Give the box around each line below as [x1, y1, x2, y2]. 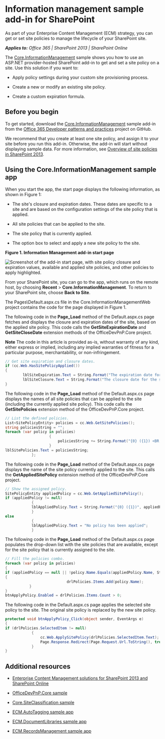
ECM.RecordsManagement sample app [12, 728, 92, 734]
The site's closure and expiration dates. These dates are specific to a [12, 201, 152, 207]
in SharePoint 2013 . [5, 151, 44, 157]
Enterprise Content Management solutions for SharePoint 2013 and [12, 675, 148, 681]
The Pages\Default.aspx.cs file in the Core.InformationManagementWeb [5, 299, 151, 305]
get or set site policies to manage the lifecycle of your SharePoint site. [5, 35, 147, 41]
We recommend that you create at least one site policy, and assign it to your [5, 135, 159, 141]
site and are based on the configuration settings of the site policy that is [12, 206, 158, 212]
